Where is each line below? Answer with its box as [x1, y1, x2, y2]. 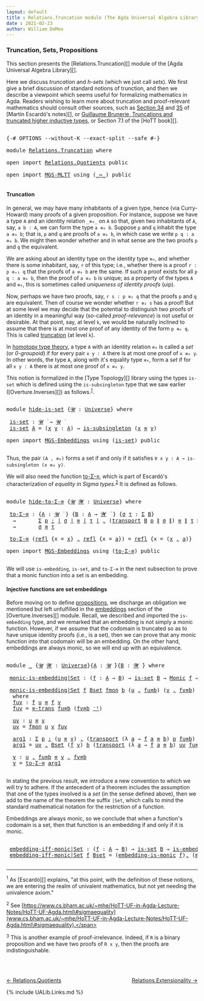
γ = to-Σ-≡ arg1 [12, 760, 61, 767]
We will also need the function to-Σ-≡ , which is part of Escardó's [6, 473, 168, 480]
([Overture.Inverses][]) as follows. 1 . [6, 387, 95, 395]
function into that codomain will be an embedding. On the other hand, [6, 638, 180, 645]
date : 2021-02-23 [6, 20, 53, 26]
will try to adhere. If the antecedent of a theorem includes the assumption [6, 784, 190, 791]
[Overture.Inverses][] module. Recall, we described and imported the [6, 612, 179, 619]
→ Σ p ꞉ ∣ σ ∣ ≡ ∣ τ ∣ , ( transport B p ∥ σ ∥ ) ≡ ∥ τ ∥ [12, 518, 200, 524]
